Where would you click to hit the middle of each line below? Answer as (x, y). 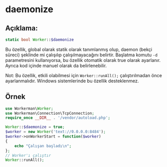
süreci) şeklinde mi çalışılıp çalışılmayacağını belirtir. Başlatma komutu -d (81, 55)
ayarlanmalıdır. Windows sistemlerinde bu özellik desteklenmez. (72, 81)
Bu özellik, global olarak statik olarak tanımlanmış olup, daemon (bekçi (79, 49)
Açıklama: (22, 28)
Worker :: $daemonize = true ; (35, 127)
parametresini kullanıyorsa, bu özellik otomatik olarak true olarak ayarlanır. (83, 60)
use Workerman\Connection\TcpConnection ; (50, 113)
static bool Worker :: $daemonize (39, 40)
